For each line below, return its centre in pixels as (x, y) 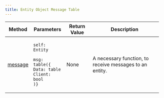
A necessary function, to (121, 58)
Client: (42, 74)
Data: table (47, 69)
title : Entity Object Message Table (42, 10)
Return (77, 26)
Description (124, 29)
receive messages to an (120, 64)
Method (18, 29)
